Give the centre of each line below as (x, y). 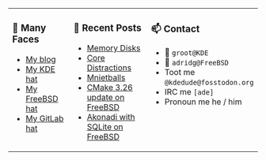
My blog (41, 59)
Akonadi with (111, 117)
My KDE (40, 69)
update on (106, 97)
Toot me (180, 72)
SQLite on (105, 127)
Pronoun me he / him (203, 102)
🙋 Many (29, 28)
